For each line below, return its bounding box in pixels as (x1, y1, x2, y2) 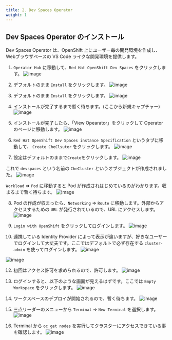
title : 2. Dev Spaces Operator (6, 7, 73, 13)
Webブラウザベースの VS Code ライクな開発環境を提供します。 (6, 53, 140, 59)
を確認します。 (13, 329, 45, 335)
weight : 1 (6, 12, 27, 17)
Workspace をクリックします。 (13, 285, 76, 291)
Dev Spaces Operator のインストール (6, 32, 125, 41)
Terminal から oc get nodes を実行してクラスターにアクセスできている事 (13, 323, 166, 329)
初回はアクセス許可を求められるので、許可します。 (13, 267, 121, 273)
